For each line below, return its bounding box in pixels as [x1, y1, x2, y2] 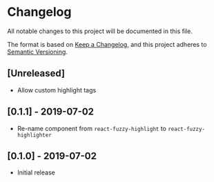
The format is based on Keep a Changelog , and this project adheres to [7, 40, 207, 48]
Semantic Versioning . [7, 48, 68, 56]
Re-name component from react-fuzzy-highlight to [17, 124, 167, 132]
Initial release [17, 168, 55, 176]
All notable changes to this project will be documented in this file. [7, 27, 193, 35]
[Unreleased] [7, 68, 66, 79]
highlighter [17, 132, 52, 139]
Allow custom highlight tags [17, 85, 97, 94]
